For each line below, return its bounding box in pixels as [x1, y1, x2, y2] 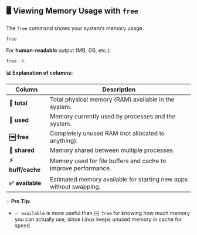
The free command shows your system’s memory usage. [6, 24, 144, 32]
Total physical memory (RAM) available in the [49, 95, 175, 103]
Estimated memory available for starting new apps [49, 175, 188, 183]
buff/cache [9, 166, 41, 174]
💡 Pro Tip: [6, 197, 31, 204]
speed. [14, 221, 32, 229]
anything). [49, 136, 78, 144]
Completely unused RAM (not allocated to [49, 129, 165, 137]
